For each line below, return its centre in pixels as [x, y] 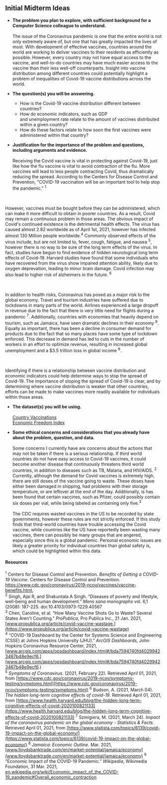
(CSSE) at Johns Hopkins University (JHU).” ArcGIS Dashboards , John [78, 640]
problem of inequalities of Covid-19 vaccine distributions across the [82, 78]
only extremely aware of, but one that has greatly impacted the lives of [85, 41]
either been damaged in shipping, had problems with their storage [80, 486]
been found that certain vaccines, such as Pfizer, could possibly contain [86, 497]
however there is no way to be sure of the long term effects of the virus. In [81, 247]
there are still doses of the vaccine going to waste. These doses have [83, 481]
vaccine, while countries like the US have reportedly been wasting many [86, 529]
